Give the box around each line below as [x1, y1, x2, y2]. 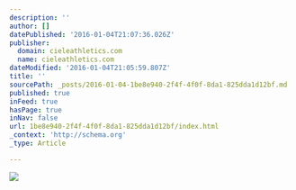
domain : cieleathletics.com [17, 47, 123, 56]
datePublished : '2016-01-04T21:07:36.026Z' [9, 30, 175, 39]
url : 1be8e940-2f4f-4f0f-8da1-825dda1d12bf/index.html [9, 122, 220, 131]
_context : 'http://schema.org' [9, 131, 127, 140]
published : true [9, 88, 70, 97]
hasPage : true [9, 105, 63, 114]
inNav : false [9, 113, 58, 122]
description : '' [9, 13, 70, 23]
